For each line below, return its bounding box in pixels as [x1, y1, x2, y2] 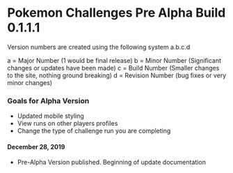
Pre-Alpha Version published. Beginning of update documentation [17, 158, 207, 167]
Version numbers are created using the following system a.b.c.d [7, 43, 191, 51]
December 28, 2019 [7, 142, 65, 151]
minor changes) [7, 78, 53, 86]
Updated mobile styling [17, 112, 85, 120]
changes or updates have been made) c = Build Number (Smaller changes [7, 63, 220, 72]
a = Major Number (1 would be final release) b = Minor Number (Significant [7, 56, 221, 64]
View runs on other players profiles [17, 119, 118, 128]
